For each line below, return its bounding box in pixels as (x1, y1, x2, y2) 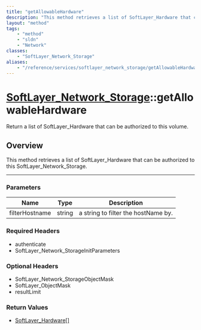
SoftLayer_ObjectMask (14, 282, 71, 289)
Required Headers (6, 227, 60, 235)
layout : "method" (6, 20, 50, 26)
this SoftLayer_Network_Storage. (6, 163, 88, 170)
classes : (6, 48, 28, 54)
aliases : (6, 59, 28, 65)
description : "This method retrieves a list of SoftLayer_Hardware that (6, 14, 191, 20)
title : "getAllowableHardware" (6, 8, 84, 15)
